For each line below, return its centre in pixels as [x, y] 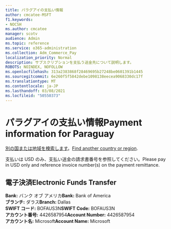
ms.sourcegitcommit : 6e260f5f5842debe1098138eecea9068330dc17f [74, 77]
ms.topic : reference [27, 43]
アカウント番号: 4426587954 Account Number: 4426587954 [70, 215]
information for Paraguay [60, 134]
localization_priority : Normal [39, 58]
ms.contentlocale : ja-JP [32, 86]
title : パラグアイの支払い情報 [34, 10]
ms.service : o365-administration [41, 48]
